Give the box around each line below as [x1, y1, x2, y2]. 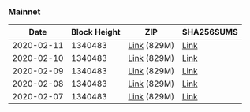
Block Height [70, 27, 121, 38]
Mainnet [8, 6, 41, 17]
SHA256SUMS [181, 27, 238, 38]
